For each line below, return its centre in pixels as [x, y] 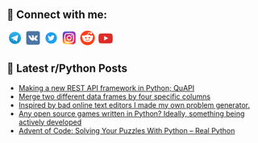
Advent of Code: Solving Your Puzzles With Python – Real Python [127, 130]
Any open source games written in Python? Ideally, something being [131, 113]
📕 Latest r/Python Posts [67, 69]
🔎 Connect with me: [57, 15]
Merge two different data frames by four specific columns [114, 96]
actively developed [50, 122]
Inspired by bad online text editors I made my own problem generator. [134, 104]
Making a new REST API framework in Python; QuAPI [106, 88]
